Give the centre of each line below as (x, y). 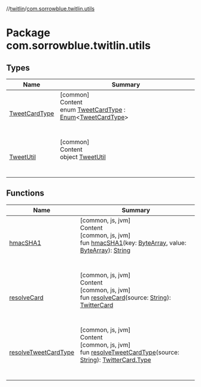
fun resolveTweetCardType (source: (130, 352)
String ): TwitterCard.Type (115, 359)
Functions (25, 193)
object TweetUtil (83, 157)
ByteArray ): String (105, 250)
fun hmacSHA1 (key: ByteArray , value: (133, 242)
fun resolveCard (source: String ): (125, 298)
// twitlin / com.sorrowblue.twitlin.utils (50, 9)
